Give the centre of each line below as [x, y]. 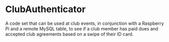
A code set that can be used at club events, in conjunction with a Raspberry [85, 23]
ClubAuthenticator [46, 9]
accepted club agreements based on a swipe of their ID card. [69, 34]
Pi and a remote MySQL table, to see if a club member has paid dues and [82, 28]
